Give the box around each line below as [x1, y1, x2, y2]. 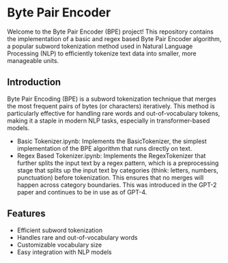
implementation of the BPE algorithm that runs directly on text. [16, 144, 193, 152]
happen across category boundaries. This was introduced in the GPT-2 [16, 180, 217, 189]
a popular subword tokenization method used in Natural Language [7, 42, 193, 50]
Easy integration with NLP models [16, 248, 112, 256]
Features [7, 208, 46, 220]
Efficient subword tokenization [16, 226, 103, 234]
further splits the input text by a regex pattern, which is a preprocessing [16, 159, 219, 167]
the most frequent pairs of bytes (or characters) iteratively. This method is [7, 101, 215, 110]
